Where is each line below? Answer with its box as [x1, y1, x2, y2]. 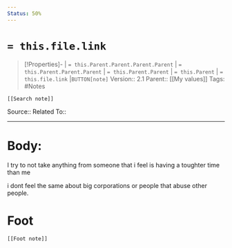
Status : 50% [7, 10, 41, 17]
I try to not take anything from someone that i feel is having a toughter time [7, 161, 220, 169]
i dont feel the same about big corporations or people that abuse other [7, 181, 208, 189]
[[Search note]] [7, 95, 54, 102]
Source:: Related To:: [7, 107, 67, 116]
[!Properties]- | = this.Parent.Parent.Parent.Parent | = [23, 60, 182, 68]
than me [7, 168, 31, 176]
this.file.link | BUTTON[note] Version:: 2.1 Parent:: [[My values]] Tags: [23, 74, 225, 83]
